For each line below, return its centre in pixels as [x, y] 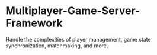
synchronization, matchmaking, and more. [57, 46]
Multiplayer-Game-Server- [73, 11]
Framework [34, 23]
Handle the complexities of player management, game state [78, 39]
